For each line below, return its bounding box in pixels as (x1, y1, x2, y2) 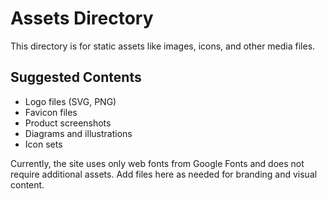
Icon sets (24, 138, 63, 150)
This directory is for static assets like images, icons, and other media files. (10, 40, 316, 52)
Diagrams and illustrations (24, 127, 133, 139)
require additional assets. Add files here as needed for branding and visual (10, 168, 318, 180)
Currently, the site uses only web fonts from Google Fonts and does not (10, 157, 305, 169)
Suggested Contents (10, 69, 142, 86)
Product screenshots (24, 117, 112, 129)
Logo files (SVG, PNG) (24, 95, 117, 107)
